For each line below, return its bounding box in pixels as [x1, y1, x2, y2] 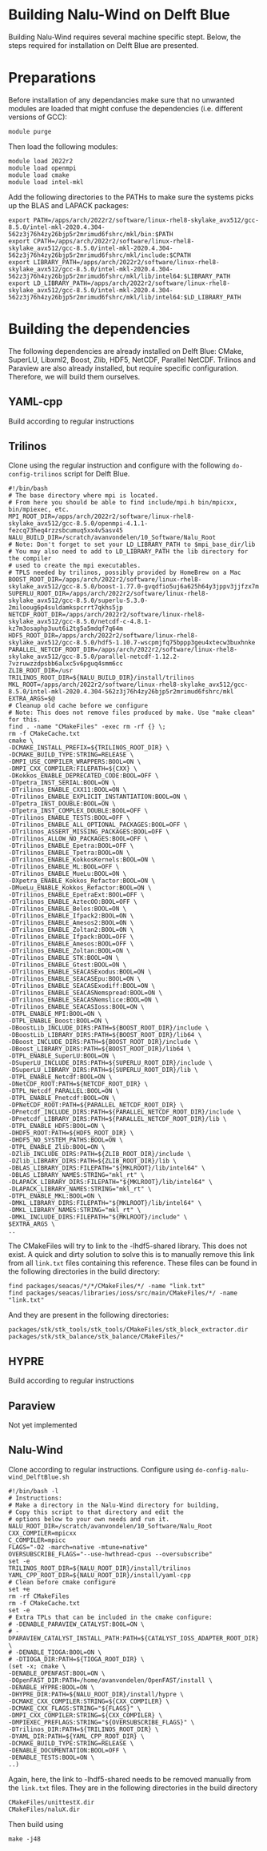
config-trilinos [8, 471, 62, 479]
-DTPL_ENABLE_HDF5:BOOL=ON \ [8, 1122, 106, 1130]
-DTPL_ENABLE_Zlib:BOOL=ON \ [8, 1143, 106, 1151]
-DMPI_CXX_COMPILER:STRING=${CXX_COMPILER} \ [8, 1711, 162, 1719]
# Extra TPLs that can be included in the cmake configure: [8, 1613, 213, 1621]
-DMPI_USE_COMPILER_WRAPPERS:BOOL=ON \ [8, 758, 141, 766]
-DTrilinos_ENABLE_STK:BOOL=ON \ [8, 954, 120, 962]
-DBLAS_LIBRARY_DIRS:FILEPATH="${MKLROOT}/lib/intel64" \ [8, 1164, 205, 1172]
